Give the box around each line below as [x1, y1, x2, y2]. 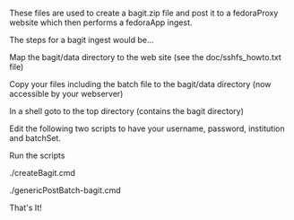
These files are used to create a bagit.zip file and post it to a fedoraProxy [9, 8, 279, 18]
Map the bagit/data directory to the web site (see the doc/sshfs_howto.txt [9, 52, 281, 62]
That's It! [9, 202, 42, 213]
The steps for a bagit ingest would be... [9, 35, 154, 45]
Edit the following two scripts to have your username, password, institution [9, 123, 285, 134]
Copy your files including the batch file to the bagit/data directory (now [9, 79, 272, 89]
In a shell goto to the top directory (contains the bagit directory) [9, 106, 245, 116]
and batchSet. [9, 133, 61, 143]
